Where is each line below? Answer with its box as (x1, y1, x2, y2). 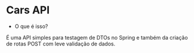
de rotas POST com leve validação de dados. (6, 40, 116, 47)
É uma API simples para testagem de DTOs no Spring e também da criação (6, 34, 188, 41)
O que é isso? (14, 23, 48, 30)
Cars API (6, 3, 50, 17)
